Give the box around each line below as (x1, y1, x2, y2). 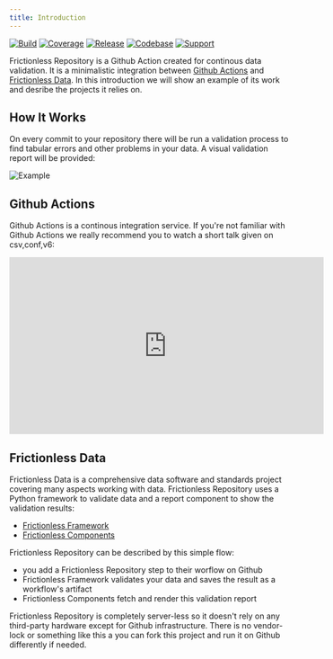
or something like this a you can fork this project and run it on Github (26, 630, 281, 641)
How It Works (9, 110, 87, 126)
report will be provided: (9, 153, 96, 164)
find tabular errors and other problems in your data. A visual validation (9, 143, 269, 154)
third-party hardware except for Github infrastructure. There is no (9, 620, 252, 631)
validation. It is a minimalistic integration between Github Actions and (9, 65, 265, 76)
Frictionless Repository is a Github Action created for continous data (9, 55, 262, 66)
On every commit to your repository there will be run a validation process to (9, 134, 289, 145)
